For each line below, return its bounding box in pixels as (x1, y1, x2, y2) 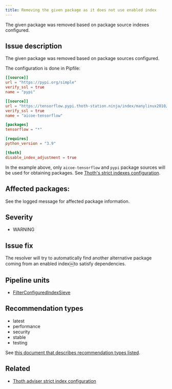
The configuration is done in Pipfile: (5, 65, 80, 72)
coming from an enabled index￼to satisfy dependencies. (5, 261, 126, 267)
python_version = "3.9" (5, 141, 56, 146)
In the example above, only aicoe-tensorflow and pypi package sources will (5, 164, 165, 170)
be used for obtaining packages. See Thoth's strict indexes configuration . (5, 169, 161, 176)
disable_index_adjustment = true (5, 155, 77, 160)
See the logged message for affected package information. (5, 198, 130, 204)
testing (12, 339, 28, 345)
